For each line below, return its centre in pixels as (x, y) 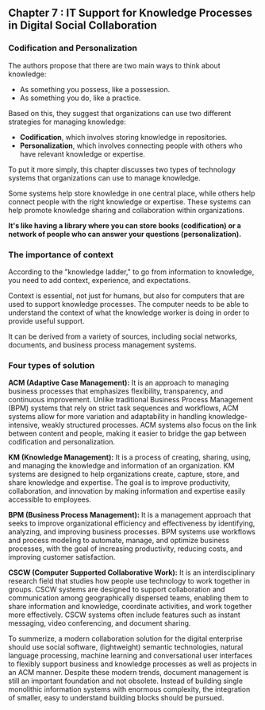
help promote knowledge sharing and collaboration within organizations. (126, 210)
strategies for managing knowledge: (67, 122)
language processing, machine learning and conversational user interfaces (131, 656)
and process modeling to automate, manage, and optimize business (119, 541)
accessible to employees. (50, 499)
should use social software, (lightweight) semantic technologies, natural (126, 647)
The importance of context (61, 254)
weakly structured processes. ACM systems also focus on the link (149, 425)
